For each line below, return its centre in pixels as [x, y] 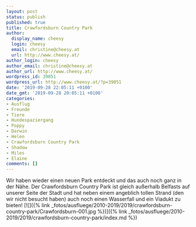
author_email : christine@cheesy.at [49, 66]
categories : [20, 98]
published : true [26, 22]
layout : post [22, 11]
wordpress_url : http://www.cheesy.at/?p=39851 [64, 82]
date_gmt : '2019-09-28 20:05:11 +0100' [55, 93]
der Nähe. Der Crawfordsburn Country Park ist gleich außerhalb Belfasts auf [98, 187]
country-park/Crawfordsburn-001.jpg [51, 212]
